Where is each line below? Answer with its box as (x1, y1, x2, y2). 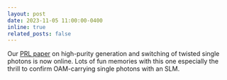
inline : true (7, 23, 46, 30)
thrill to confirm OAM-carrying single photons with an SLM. (7, 64, 180, 73)
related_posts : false (7, 30, 72, 38)
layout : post (7, 10, 46, 18)
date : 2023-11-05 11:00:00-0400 (7, 17, 103, 24)
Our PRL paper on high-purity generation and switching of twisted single (7, 50, 220, 58)
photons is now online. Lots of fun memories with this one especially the (7, 57, 218, 66)
